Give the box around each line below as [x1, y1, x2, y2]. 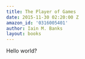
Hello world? [6, 47, 37, 54]
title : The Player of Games [6, 8, 77, 15]
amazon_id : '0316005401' [6, 20, 68, 26]
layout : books [6, 31, 42, 37]
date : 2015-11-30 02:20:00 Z [6, 14, 79, 20]
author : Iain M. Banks [6, 25, 63, 32]
